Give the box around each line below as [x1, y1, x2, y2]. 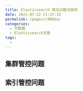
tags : [5, 35, 16, 40]
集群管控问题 [5, 59, 45, 68]
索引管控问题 [5, 78, 45, 86]
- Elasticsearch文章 [9, 30, 51, 35]
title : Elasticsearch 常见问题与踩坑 [5, 7, 78, 12]
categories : [5, 21, 30, 26]
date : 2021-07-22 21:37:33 [5, 12, 61, 17]
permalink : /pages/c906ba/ [5, 16, 61, 21]
